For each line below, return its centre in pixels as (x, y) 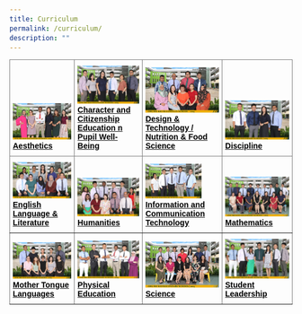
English (27, 205)
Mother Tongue (41, 284)
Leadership (246, 293)
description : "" (40, 38)
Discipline (244, 146)
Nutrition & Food (177, 137)
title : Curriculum (44, 19)
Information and (175, 205)
